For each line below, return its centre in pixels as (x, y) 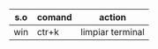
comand (54, 17)
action (113, 17)
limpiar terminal (113, 32)
